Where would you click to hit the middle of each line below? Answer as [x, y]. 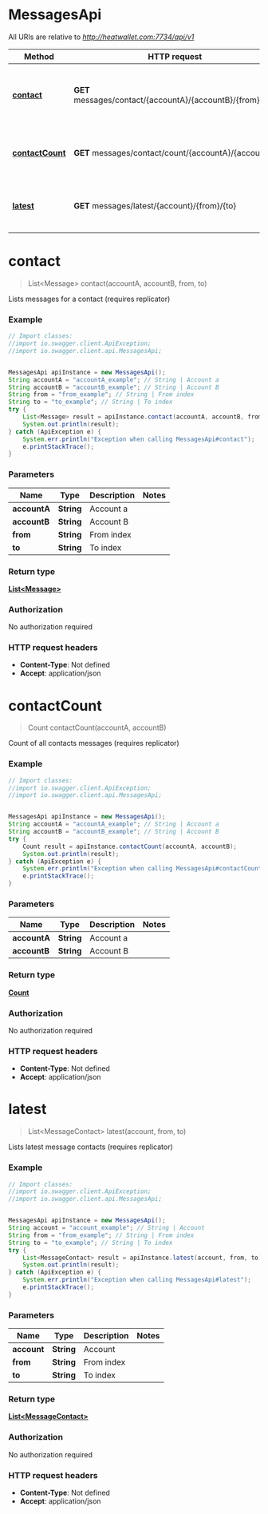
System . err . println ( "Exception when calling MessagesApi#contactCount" [144, 869]
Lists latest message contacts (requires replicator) [91, 1147]
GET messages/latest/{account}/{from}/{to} [155, 205]
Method [39, 56]
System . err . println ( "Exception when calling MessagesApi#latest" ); [137, 1280]
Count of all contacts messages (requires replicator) [94, 743]
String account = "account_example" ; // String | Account [106, 1228]
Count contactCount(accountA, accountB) [97, 727]
